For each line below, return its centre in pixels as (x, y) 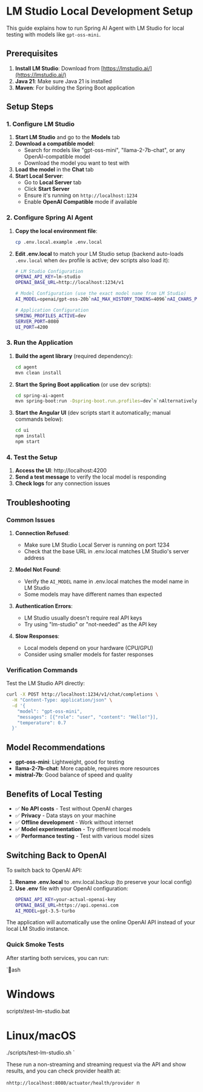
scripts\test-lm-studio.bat (38, 1011)
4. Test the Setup (32, 457)
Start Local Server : (39, 176)
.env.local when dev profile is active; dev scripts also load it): (92, 260)
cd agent (26, 367)
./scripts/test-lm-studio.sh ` (41, 1052)
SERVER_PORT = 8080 (37, 321)
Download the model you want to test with (77, 163)
